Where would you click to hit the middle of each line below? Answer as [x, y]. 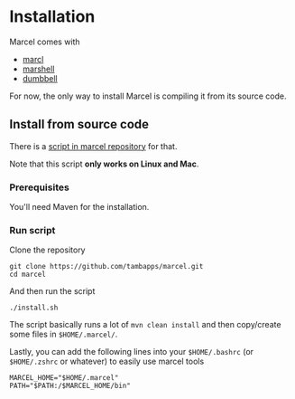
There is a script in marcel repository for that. [93, 146]
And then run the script [52, 291]
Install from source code [79, 124]
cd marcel [28, 275]
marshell [38, 69]
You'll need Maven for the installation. [79, 207]
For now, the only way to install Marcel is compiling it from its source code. [148, 96]
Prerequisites [39, 187]
